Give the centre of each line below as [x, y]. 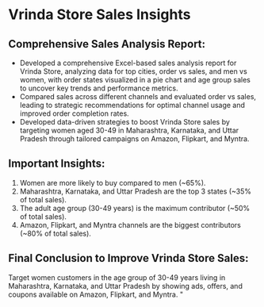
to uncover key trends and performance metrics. [99, 88]
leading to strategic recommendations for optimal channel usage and [132, 105]
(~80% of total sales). [55, 233]
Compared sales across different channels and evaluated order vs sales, [138, 96]
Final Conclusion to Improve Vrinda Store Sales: [128, 258]
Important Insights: [57, 164]
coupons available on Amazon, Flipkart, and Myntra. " [96, 294]
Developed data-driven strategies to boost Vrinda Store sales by [124, 122]
